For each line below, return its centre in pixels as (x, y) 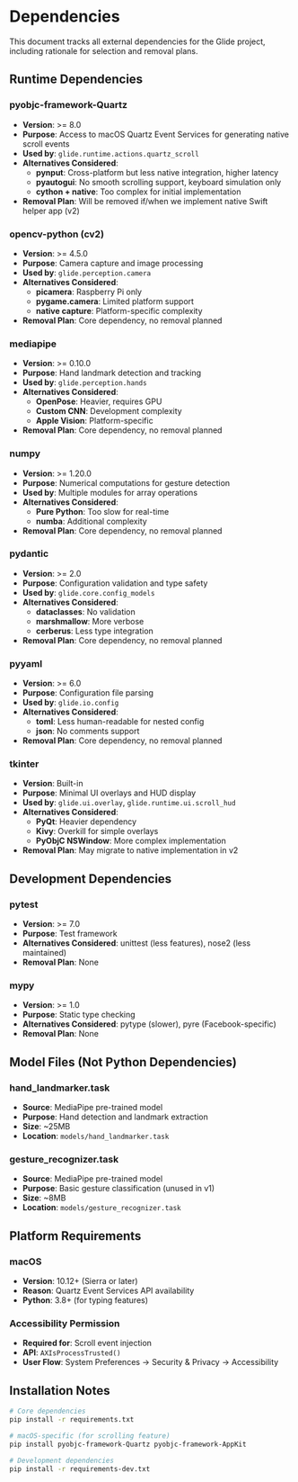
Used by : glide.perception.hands (84, 382)
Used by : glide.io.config (70, 703)
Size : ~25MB (46, 1127)
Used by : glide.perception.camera (87, 273)
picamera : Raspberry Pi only (88, 292)
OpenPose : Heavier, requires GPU (99, 401)
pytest (24, 904)
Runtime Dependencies (76, 80)
